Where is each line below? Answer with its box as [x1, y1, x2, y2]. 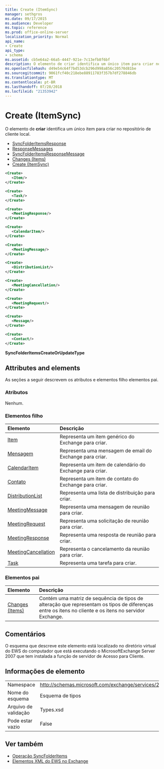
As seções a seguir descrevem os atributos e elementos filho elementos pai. [5, 377, 159, 383]
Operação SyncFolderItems [12, 753, 67, 759]
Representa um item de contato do [59, 475, 139, 482]
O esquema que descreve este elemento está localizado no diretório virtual [5, 643, 156, 649]
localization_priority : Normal [5, 35, 69, 40]
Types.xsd [40, 706, 64, 713]
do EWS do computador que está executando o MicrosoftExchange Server [5, 648, 155, 654]
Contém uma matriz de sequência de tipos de [39, 595, 143, 602]
